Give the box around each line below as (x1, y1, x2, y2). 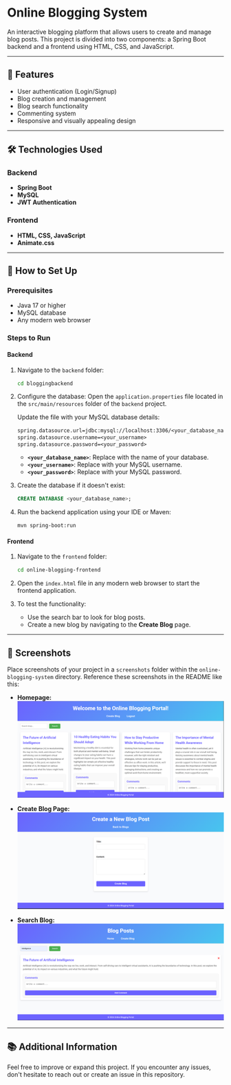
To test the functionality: (16, 600, 87, 608)
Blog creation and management (16, 95, 107, 103)
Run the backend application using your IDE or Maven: (16, 508, 172, 516)
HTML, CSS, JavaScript (16, 231, 86, 240)
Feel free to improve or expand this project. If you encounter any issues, (7, 1063, 211, 1071)
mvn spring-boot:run (16, 522, 76, 529)
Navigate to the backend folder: (16, 366, 104, 374)
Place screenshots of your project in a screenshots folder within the (7, 665, 198, 674)
